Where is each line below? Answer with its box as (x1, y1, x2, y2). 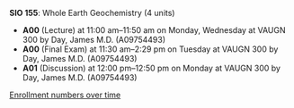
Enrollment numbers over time (9, 89, 121, 100)
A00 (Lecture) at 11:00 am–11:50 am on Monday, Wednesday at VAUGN (22, 25, 286, 35)
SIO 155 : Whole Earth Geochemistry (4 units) (9, 8, 175, 18)
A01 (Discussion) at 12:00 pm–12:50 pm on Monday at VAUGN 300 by (22, 62, 281, 73)
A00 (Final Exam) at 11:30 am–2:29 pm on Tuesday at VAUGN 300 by (22, 44, 279, 54)
